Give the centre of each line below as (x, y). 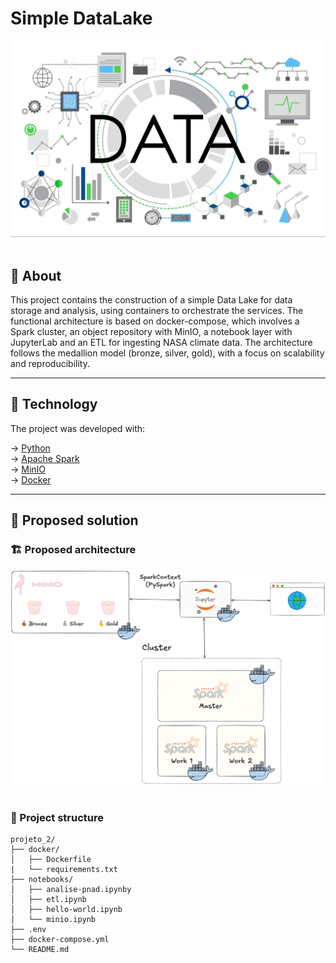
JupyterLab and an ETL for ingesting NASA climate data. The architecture (161, 343)
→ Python (30, 448)
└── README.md (40, 950)
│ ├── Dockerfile (51, 860)
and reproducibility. (50, 364)
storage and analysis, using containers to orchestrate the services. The (157, 311)
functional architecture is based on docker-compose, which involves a (155, 321)
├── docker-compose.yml (60, 940)
